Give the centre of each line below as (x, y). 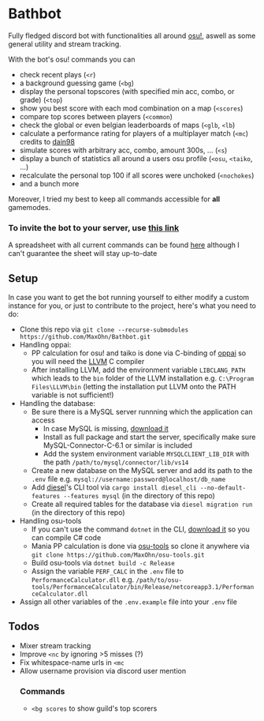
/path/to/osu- (159, 580)
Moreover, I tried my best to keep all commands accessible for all (114, 199)
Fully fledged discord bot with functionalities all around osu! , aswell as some (132, 36)
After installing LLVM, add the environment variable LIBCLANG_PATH (138, 370)
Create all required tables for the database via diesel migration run (142, 504)
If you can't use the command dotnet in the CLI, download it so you (140, 529)
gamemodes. (30, 207)
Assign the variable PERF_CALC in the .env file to (107, 571)
